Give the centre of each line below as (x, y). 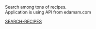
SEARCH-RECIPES (24, 22)
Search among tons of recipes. (36, 7)
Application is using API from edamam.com (48, 12)
